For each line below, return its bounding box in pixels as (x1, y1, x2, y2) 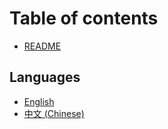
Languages (9, 69, 81, 86)
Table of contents (9, 7, 159, 30)
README (23, 40, 62, 52)
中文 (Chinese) (23, 107, 85, 119)
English (23, 95, 55, 107)
